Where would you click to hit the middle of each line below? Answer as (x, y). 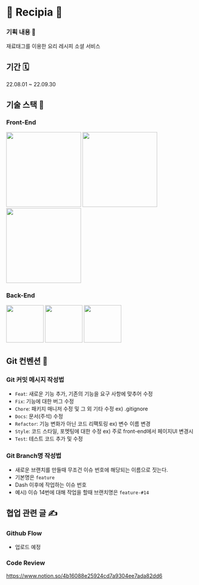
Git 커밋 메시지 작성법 (35, 379)
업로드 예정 (28, 547)
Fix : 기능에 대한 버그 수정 (44, 401)
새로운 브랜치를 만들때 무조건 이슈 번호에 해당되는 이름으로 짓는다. (91, 470)
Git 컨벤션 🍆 (27, 361)
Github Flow (24, 533)
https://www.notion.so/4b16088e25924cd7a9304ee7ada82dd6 (84, 576)
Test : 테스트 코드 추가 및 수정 (49, 438)
